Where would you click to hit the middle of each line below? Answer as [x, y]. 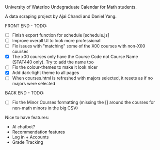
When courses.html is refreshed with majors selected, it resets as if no [82, 78]
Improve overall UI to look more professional [56, 41]
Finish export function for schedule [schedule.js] [61, 35]
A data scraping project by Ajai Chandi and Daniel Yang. [61, 16]
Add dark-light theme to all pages [45, 73]
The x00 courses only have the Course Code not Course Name [75, 57]
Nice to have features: [27, 117]
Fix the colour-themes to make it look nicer [55, 67]
